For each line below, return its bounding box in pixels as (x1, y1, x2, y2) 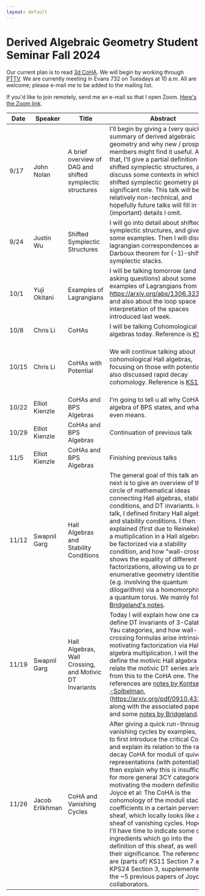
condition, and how (109, 547, 165, 555)
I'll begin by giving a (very (109, 125, 184, 133)
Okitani (33, 293, 54, 302)
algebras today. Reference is (109, 330, 192, 338)
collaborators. (109, 880, 149, 888)
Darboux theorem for (109, 248, 170, 257)
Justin (33, 233, 51, 242)
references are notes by (109, 679, 178, 687)
